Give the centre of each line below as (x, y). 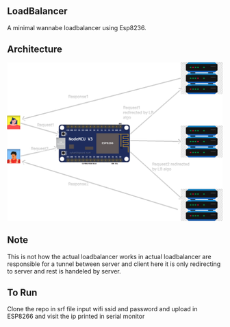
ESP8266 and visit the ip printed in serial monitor (76, 316)
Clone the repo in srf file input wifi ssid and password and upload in (102, 309)
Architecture (35, 50)
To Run (22, 292)
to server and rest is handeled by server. (64, 271)
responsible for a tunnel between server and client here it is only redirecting (114, 264)
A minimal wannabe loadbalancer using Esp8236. (77, 27)
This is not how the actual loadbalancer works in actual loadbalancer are (109, 256)
